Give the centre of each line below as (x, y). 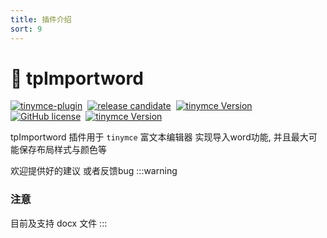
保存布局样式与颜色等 (62, 150)
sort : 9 (26, 29)
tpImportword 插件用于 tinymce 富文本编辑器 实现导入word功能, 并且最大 (159, 137)
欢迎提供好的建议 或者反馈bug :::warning (94, 171)
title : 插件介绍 (41, 19)
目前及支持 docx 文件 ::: (59, 223)
